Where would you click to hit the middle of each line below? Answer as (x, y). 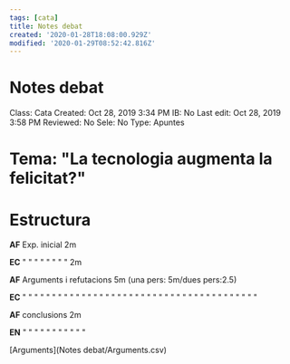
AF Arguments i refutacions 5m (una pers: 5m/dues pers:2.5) (123, 280)
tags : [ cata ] (34, 18)
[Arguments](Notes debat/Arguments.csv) (88, 350)
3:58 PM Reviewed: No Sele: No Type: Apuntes (97, 122)
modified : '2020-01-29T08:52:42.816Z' (82, 43)
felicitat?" (48, 178)
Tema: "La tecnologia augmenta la (141, 159)
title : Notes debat (46, 26)
